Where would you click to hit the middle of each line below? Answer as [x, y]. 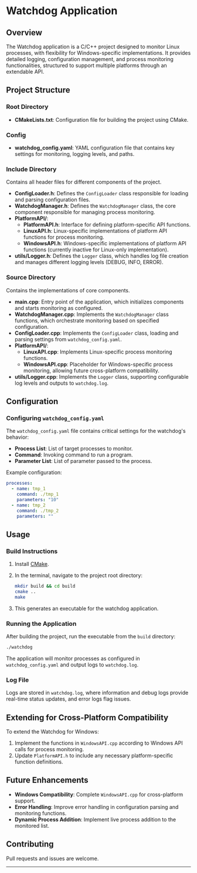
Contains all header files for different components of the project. [84, 182]
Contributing [30, 844]
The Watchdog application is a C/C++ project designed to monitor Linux [93, 46]
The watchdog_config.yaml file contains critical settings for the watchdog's [96, 431]
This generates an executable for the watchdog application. [86, 608]
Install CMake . [32, 564]
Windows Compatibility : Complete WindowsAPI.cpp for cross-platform [99, 794]
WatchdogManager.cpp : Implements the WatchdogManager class [91, 314]
